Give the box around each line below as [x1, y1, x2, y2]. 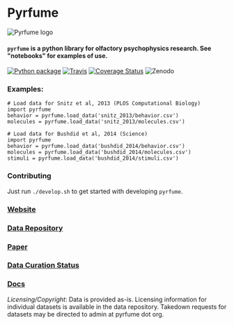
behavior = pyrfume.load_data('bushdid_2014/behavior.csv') [7, 143, 186, 150]
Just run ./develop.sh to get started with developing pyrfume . [7, 187, 183, 195]
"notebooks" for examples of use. [7, 51, 108, 60]
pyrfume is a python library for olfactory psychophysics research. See [7, 44, 212, 52]
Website [7, 204, 36, 214]
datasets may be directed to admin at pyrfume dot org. [7, 310, 164, 318]
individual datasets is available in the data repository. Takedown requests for [7, 302, 227, 311]
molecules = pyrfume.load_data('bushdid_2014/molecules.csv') [7, 149, 192, 156]
